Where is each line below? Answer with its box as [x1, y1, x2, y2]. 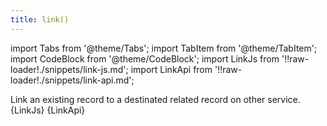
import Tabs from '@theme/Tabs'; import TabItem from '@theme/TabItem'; [10, 42, 318, 54]
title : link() [10, 14, 70, 25]
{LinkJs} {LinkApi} [10, 104, 86, 116]
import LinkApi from [130, 63, 213, 75]
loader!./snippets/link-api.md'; [10, 74, 135, 86]
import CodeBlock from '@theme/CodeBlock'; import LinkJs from [10, 52, 280, 65]
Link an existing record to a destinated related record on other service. [10, 93, 301, 105]
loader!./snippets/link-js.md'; [10, 63, 129, 75]
